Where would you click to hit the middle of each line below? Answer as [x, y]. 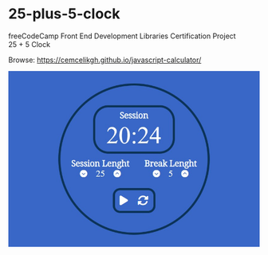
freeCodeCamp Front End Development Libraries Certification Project [122, 36]
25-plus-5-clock [65, 14]
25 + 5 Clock [29, 44]
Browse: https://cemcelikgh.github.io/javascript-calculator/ [105, 60]
